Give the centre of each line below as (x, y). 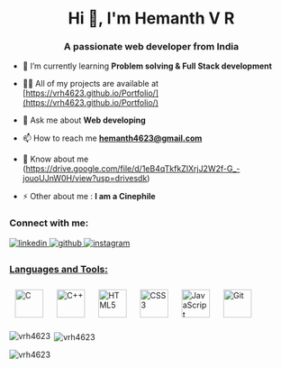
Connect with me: (49, 223)
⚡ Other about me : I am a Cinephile (89, 197)
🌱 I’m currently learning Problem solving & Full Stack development (147, 66)
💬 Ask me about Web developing (84, 120)
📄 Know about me (55, 159)
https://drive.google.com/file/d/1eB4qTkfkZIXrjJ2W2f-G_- (133, 169)
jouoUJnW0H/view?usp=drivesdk (85, 179)
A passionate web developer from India (151, 47)
